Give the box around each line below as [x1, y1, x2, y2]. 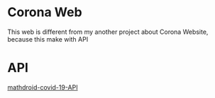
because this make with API [7, 35, 89, 43]
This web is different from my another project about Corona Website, [7, 27, 209, 36]
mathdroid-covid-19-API [7, 82, 78, 92]
